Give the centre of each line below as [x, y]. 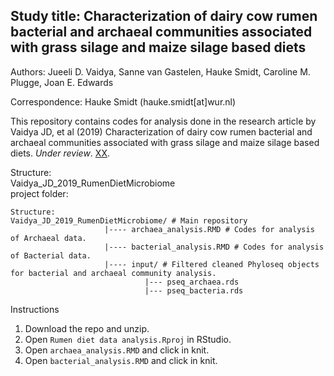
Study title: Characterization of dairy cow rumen [164, 16]
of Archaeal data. [48, 238]
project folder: [39, 193]
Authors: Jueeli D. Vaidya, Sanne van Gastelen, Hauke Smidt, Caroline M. [160, 71]
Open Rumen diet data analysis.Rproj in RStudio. [128, 339]
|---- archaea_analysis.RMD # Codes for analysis [209, 229]
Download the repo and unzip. [87, 328]
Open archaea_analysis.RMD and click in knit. [117, 350]
